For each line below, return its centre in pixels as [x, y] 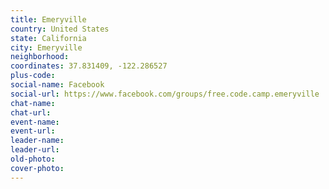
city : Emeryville [46, 47]
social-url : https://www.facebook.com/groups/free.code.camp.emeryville [165, 94]
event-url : [33, 131]
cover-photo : [37, 168]
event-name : [35, 122]
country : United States [60, 29]
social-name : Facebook [57, 85]
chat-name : [33, 103]
